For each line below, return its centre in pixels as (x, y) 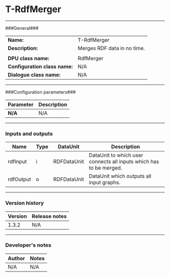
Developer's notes (28, 245)
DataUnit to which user (116, 155)
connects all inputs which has (124, 162)
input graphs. (104, 182)
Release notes (50, 216)
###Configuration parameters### (40, 92)
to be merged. (105, 168)
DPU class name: (29, 58)
